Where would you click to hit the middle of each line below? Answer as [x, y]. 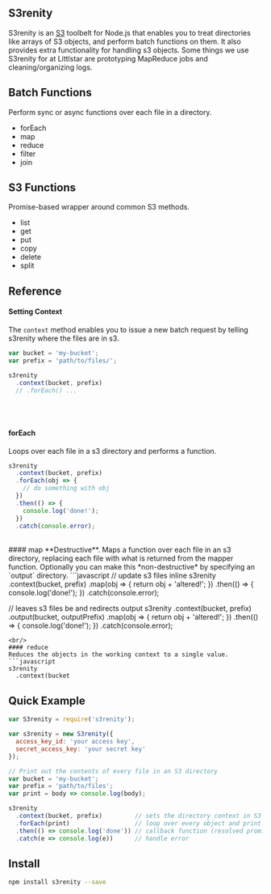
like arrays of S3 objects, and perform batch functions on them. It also [125, 41]
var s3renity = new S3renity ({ [61, 734]
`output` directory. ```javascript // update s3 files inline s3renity [112, 576]
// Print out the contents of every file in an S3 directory [113, 771]
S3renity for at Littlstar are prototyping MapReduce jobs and [108, 58]
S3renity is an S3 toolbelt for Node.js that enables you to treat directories [130, 32]
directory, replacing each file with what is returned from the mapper [121, 558]
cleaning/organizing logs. [50, 67]
